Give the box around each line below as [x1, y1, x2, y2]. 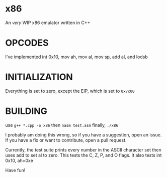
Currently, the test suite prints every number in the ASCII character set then [5, 146, 162, 153]
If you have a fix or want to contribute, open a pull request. [5, 137, 127, 143]
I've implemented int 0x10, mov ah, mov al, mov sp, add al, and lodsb [5, 54, 148, 60]
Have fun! [5, 167, 26, 173]
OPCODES [5, 37, 49, 49]
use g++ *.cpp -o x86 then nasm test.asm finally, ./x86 [5, 122, 119, 128]
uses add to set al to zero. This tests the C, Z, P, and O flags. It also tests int [5, 152, 162, 158]
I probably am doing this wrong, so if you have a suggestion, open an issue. [5, 131, 162, 138]
